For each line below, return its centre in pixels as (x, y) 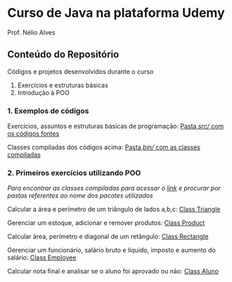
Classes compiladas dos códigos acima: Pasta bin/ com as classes (104, 147)
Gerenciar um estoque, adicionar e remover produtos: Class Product (106, 223)
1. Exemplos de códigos (48, 110)
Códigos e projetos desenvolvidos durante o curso (80, 71)
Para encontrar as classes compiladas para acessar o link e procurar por (114, 188)
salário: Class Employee (42, 257)
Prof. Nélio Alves (31, 32)
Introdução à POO (44, 92)
